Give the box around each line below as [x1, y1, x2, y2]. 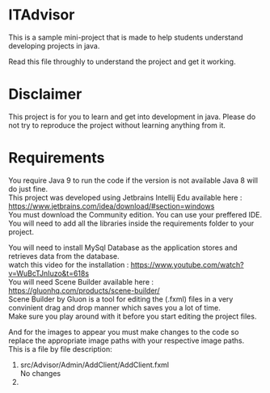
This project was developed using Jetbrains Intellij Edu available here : [8, 192, 243, 202]
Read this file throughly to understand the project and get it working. [8, 57, 236, 66]
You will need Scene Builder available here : [8, 277, 154, 286]
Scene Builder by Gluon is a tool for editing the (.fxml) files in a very [8, 294, 234, 304]
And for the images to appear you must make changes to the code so [8, 327, 239, 336]
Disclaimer [8, 85, 82, 104]
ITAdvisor [8, 6, 75, 24]
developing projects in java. [8, 40, 100, 50]
